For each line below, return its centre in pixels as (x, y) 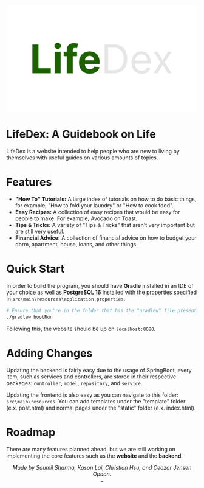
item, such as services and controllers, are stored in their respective (91, 377)
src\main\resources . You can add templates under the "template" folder (96, 401)
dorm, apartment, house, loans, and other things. (76, 245)
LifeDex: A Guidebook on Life (81, 134)
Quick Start (36, 269)
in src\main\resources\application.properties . (66, 299)
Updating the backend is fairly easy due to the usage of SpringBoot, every (99, 370)
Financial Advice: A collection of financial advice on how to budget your (106, 238)
